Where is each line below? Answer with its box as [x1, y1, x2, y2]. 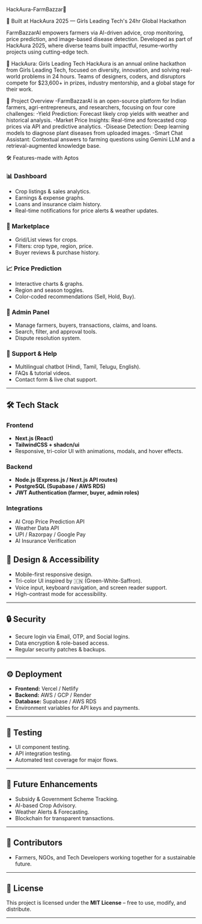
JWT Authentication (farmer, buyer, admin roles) [14, 489, 139, 496]
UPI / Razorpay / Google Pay [14, 531, 86, 538]
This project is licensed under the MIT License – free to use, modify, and [6, 899, 186, 907]
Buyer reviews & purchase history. [14, 248, 100, 256]
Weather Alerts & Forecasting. [14, 808, 90, 815]
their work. [6, 86, 33, 93]
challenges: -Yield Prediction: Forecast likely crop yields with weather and [6, 110, 189, 117]
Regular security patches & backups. [14, 646, 106, 653]
